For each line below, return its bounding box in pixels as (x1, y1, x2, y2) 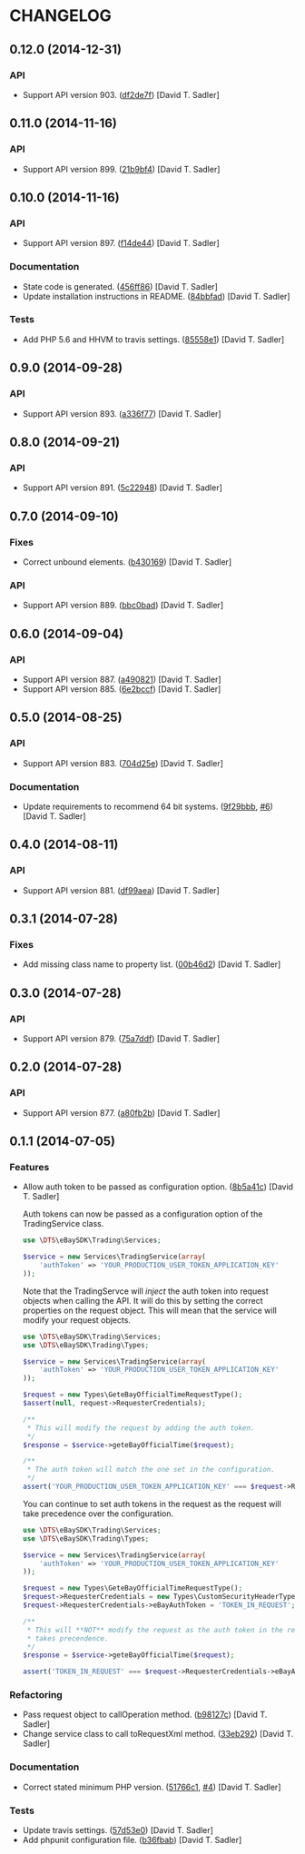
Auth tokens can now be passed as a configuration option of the (22, 1208, 263, 1219)
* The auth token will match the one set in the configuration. (26, 1465, 275, 1474)
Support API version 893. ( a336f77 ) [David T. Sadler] (22, 408, 221, 419)
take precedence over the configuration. (22, 1508, 174, 1519)
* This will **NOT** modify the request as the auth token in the (26, 1625, 283, 1634)
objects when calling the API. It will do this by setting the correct (22, 1295, 263, 1306)
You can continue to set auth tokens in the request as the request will (22, 1498, 281, 1509)
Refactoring (9, 1689, 64, 1701)
